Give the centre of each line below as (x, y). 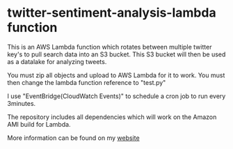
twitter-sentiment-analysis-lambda (112, 13)
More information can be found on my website (74, 138)
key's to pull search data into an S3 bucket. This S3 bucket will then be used (116, 54)
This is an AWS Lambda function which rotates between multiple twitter (110, 47)
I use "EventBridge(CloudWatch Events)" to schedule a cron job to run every (116, 96)
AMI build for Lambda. (39, 124)
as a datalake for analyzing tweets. (57, 61)
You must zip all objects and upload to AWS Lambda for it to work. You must (116, 75)
